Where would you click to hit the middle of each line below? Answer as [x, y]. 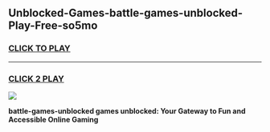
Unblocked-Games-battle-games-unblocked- [126, 13]
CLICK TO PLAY [39, 49]
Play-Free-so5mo [53, 26]
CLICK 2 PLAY [36, 78]
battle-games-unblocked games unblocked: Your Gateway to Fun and [127, 110]
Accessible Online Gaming [53, 119]
